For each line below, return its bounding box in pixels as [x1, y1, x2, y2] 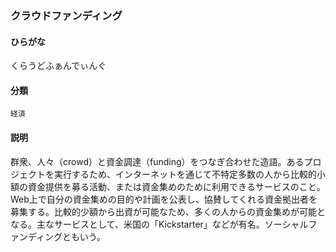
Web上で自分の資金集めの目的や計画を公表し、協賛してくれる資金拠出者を [10, 193, 318, 205]
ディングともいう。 [27, 230, 106, 242]
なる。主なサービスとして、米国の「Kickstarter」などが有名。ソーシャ [10, 218, 300, 230]
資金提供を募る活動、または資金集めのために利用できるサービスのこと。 [27, 180, 326, 192]
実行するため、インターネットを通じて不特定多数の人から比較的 [53, 168, 317, 180]
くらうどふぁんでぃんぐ [10, 60, 107, 72]
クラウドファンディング [10, 8, 123, 22]
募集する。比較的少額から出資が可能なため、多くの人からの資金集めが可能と [10, 205, 326, 217]
